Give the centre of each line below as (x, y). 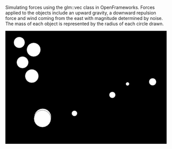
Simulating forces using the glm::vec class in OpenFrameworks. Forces (80, 7)
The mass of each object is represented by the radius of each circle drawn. (84, 24)
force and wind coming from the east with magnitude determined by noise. (84, 18)
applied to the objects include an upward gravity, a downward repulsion (81, 13)
